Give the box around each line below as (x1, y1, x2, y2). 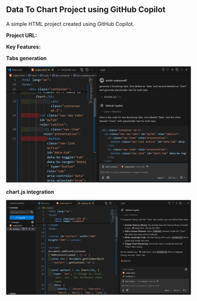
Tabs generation (6, 54, 47, 61)
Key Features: (6, 43, 41, 50)
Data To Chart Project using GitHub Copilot (6, 5, 166, 15)
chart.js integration (6, 188, 55, 195)
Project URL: (6, 32, 37, 39)
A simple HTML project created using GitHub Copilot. (6, 20, 135, 27)
